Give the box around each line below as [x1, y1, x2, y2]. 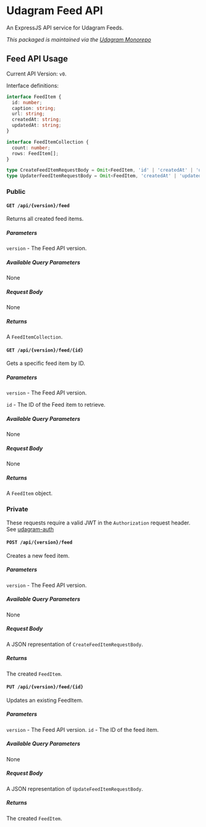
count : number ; [12, 145, 51, 151]
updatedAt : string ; [12, 122, 62, 129]
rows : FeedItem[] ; [12, 150, 59, 156]
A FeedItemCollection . [6, 333, 63, 340]
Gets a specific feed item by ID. [6, 360, 86, 367]
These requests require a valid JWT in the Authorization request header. [6, 519, 191, 526]
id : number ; [12, 99, 43, 106]
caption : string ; [12, 105, 56, 111]
